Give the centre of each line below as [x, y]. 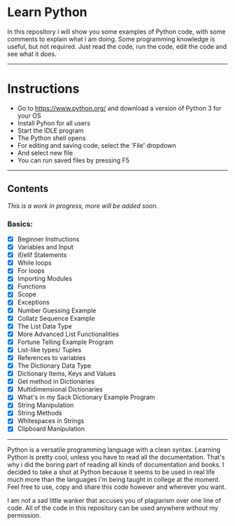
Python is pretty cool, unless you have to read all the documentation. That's [116, 457]
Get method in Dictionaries [56, 382]
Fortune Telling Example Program [65, 342]
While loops [34, 263]
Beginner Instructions [48, 239]
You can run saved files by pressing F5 [73, 160]
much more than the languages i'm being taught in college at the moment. [114, 479]
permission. [24, 515]
